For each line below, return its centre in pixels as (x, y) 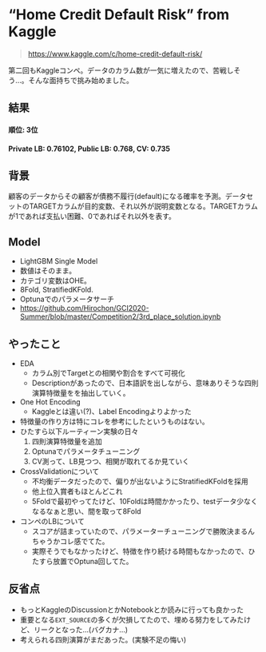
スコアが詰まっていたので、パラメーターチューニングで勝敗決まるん (143, 531)
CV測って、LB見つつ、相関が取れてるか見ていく (111, 461)
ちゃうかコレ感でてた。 (70, 541)
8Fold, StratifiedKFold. (56, 290)
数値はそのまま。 (48, 271)
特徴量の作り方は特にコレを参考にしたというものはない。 (114, 421)
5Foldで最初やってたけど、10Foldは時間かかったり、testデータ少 (138, 501)
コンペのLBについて (52, 521)
